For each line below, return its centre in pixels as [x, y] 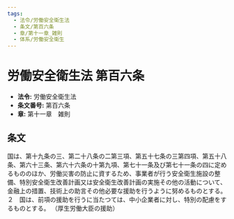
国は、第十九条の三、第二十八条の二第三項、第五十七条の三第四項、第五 [111, 156]
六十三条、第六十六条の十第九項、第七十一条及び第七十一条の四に [120, 165]
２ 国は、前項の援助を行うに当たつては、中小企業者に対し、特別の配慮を [114, 200]
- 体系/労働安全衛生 [39, 40]
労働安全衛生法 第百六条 [76, 76]
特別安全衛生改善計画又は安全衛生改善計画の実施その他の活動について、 [123, 182]
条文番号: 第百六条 [44, 106]
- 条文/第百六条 [34, 26]
